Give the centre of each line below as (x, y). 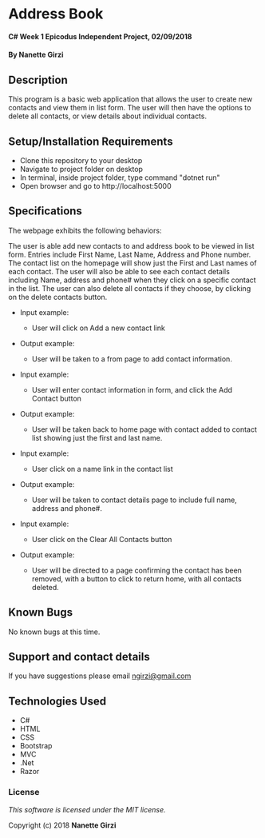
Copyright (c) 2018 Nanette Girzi (62, 825)
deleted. (45, 587)
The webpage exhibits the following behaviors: (85, 230)
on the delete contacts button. (58, 297)
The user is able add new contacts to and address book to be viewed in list (131, 245)
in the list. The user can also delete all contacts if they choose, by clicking (130, 288)
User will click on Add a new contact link (98, 328)
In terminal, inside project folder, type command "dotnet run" (120, 178)
